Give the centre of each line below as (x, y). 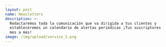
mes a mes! (21, 32)
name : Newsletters (24, 14)
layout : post (19, 10)
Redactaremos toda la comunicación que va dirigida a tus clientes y (83, 23)
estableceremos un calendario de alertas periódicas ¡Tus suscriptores (85, 28)
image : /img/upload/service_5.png (41, 37)
